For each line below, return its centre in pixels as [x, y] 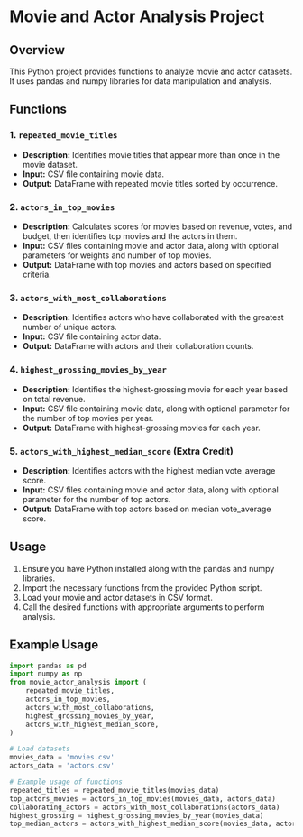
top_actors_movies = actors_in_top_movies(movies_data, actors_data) [143, 799]
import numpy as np [46, 674]
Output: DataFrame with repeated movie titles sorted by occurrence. [150, 183]
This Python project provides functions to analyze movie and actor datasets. [151, 71]
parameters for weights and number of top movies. [117, 255]
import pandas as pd [48, 666]
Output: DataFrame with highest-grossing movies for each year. [142, 428]
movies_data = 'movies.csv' [62, 758]
